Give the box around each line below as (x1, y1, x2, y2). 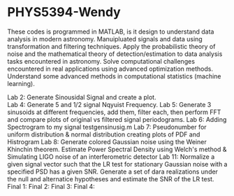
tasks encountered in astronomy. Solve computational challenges (7, 57, 196, 65)
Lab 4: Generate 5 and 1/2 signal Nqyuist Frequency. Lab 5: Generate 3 (7, 100, 212, 108)
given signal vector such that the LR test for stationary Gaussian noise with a (7, 160, 228, 168)
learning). (7, 79, 35, 87)
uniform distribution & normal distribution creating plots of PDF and (7, 130, 200, 139)
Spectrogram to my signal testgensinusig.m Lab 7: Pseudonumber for (7, 122, 207, 131)
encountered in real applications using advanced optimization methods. (7, 64, 213, 73)
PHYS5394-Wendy (7, 4, 121, 20)
